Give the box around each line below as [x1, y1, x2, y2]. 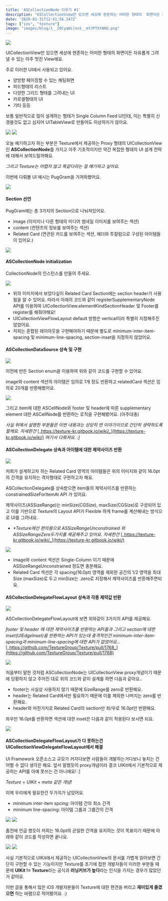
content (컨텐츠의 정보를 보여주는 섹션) [12, 225, 89, 231]
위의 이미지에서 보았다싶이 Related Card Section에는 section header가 [12, 290, 153, 296]
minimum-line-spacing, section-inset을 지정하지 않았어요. [35, 334, 152, 340]
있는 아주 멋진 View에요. [16, 56, 64, 62]
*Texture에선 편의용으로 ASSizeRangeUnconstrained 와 [12, 525, 126, 531]
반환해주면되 [137, 575, 162, 581]
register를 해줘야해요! [12, 309, 56, 315]
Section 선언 [5, 196, 31, 202]
